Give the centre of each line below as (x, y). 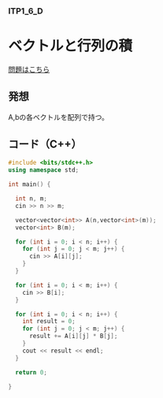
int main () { (30, 184)
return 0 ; (31, 372)
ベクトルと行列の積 (70, 46)
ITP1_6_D (26, 11)
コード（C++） (45, 145)
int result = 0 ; (49, 322)
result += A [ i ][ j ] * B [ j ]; (73, 337)
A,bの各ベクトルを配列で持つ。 (58, 117)
